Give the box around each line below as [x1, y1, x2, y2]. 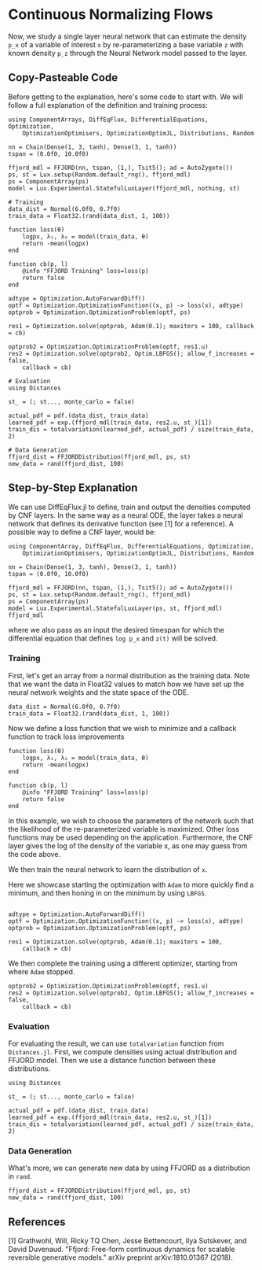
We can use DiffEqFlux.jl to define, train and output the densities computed [8, 502, 251, 511]
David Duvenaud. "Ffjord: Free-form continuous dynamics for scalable [8, 1245, 235, 1254]
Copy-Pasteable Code [8, 71, 118, 84]
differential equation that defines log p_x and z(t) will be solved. [8, 633, 218, 643]
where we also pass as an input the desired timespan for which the [8, 625, 225, 634]
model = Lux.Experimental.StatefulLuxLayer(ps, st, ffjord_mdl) [8, 604, 223, 612]
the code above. [8, 849, 61, 858]
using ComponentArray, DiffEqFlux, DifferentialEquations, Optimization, [8, 542, 255, 550]
